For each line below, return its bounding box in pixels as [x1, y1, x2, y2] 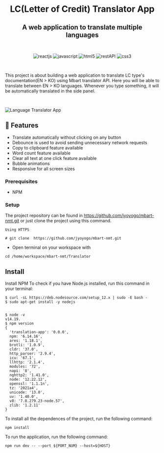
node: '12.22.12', [9, 377, 47, 382]
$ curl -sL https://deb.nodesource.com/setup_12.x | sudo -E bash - [5, 295, 148, 301]
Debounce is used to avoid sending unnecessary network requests [12, 139, 148, 146]
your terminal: [5, 286, 33, 292]
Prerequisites [5, 178, 38, 185]
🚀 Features [5, 121, 39, 130]
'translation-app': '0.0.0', [9, 330, 69, 335]
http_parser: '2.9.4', [9, 351, 56, 356]
